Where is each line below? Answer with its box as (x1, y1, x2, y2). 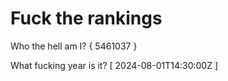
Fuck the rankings (10, 7, 163, 30)
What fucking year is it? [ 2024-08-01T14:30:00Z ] (10, 59, 219, 71)
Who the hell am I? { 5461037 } (10, 40, 138, 52)
